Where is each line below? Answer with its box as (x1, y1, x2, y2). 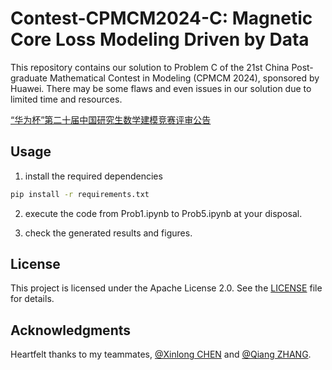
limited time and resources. (10, 93, 123, 105)
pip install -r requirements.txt (10, 189, 150, 199)
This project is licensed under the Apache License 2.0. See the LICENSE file (10, 282, 323, 294)
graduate (10, 72, 48, 84)
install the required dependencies (24, 170, 163, 182)
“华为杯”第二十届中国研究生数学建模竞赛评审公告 (10, 113, 212, 126)
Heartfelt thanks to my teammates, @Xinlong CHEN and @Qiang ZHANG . (10, 348, 312, 361)
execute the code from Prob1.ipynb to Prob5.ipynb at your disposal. (24, 207, 303, 219)
